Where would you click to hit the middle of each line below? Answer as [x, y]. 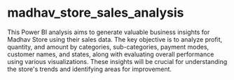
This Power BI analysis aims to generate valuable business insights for [109, 32]
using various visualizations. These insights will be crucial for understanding [117, 61]
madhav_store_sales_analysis [96, 13]
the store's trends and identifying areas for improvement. [90, 69]
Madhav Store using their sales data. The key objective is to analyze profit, [115, 39]
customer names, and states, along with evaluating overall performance [111, 54]
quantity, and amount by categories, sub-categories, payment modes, [108, 47]
